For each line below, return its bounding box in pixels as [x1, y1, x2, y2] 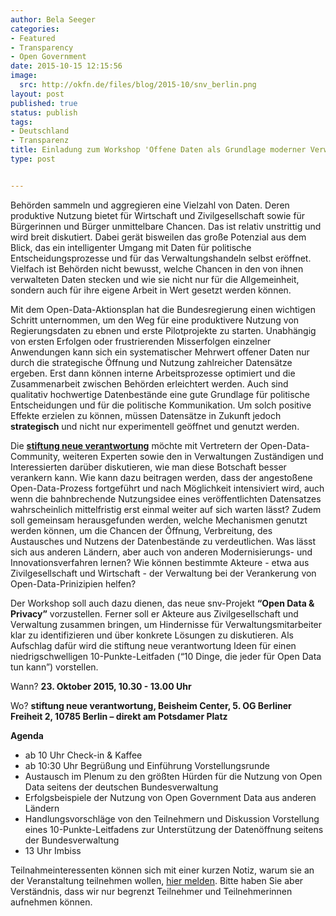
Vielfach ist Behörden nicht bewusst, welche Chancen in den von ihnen [10, 262, 304, 275]
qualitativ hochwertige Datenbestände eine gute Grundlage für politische [10, 388, 310, 400]
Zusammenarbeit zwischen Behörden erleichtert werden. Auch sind [10, 377, 289, 390]
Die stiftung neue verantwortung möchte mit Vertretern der [10, 439, 258, 451]
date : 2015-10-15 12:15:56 [10, 61, 123, 71]
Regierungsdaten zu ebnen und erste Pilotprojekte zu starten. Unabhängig [10, 324, 317, 336]
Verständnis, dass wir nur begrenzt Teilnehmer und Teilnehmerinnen [10, 885, 293, 897]
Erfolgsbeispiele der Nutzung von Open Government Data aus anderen [24, 791, 317, 803]
